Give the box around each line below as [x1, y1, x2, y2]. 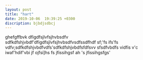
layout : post [5, 7, 32, 12]
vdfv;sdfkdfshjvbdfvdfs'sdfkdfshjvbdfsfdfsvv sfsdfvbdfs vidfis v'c [5, 44, 138, 50]
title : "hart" [5, 12, 34, 17]
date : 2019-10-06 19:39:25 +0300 [5, 16, 76, 21]
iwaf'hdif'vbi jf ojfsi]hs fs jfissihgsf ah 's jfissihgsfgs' [5, 50, 111, 56]
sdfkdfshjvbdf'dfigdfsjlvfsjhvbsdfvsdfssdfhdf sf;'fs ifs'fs [5, 40, 119, 45]
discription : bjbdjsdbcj [5, 20, 56, 26]
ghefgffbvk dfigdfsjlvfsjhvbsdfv [5, 34, 68, 40]
